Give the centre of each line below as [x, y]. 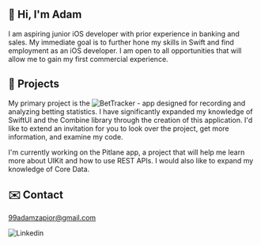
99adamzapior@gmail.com [52, 218]
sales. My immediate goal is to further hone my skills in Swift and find [121, 42]
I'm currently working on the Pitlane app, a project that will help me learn [127, 152]
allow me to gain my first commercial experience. [88, 59]
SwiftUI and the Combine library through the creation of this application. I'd [130, 120]
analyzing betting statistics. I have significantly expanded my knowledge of [130, 111]
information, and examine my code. [66, 136]
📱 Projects [34, 84]
